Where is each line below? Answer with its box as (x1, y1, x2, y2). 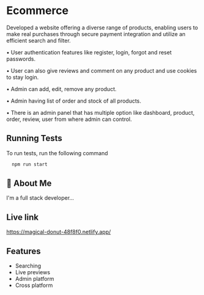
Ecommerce (6, 4, 69, 18)
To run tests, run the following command (6, 149, 108, 156)
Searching (15, 262, 42, 269)
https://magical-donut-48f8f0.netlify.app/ (6, 228, 111, 236)
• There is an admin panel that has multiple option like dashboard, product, (6, 109, 195, 116)
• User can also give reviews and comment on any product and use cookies (6, 67, 197, 74)
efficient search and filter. (6, 37, 71, 44)
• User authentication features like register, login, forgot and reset (6, 48, 172, 56)
